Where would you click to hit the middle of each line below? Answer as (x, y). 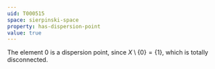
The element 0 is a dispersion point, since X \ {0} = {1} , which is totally (108, 52)
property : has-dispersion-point (54, 26)
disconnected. (28, 60)
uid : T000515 (26, 13)
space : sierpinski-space (43, 20)
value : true (24, 33)
